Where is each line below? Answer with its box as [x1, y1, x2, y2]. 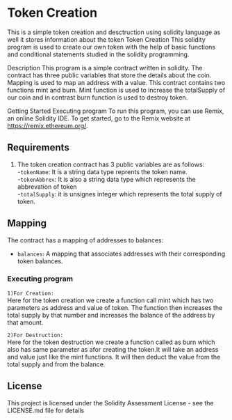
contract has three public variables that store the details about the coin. [7, 71, 212, 79]
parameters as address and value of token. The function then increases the [7, 303, 223, 311]
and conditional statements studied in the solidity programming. [7, 50, 190, 59]
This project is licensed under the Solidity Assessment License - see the [7, 398, 214, 407]
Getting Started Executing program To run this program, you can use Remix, [7, 107, 224, 115]
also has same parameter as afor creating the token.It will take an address [7, 345, 219, 353]
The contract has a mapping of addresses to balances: [7, 235, 164, 244]
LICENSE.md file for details [7, 406, 85, 414]
